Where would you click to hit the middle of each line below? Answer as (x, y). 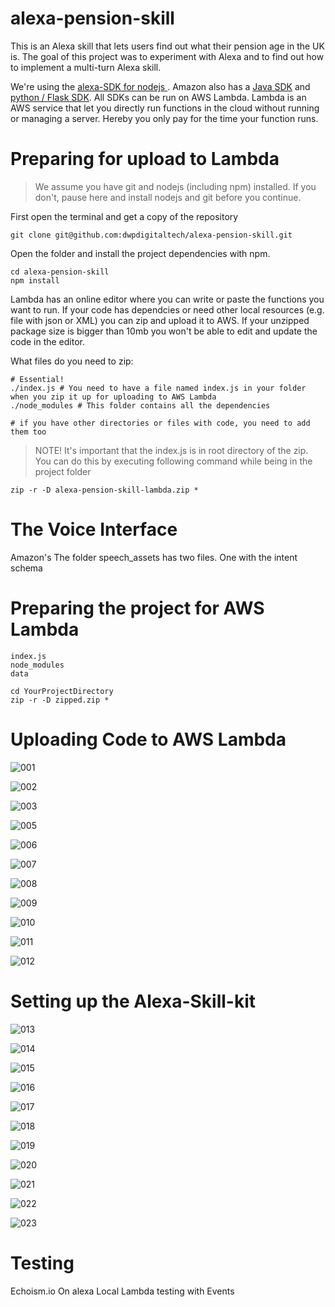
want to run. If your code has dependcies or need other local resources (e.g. (167, 309)
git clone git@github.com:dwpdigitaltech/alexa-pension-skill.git (151, 235)
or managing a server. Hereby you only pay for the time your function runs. (164, 118)
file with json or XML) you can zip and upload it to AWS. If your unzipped (160, 320)
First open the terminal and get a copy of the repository (124, 216)
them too (28, 432)
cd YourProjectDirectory (62, 691)
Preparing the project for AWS (137, 608)
